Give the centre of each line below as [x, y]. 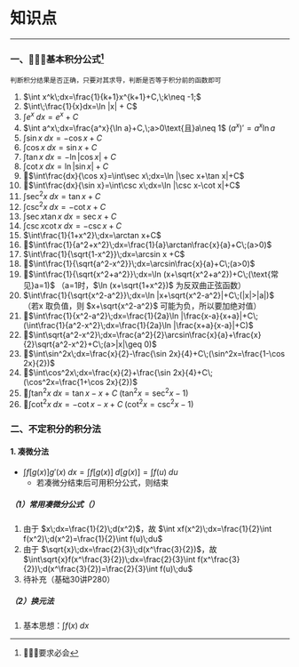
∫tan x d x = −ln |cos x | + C [69, 157]
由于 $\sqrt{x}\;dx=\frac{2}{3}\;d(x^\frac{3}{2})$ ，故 [120, 549]
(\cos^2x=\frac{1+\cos [63, 382]
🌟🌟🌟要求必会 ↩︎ [51, 652]
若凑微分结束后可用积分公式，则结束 [102, 482]
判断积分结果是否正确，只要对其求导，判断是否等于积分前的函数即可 [116, 80]
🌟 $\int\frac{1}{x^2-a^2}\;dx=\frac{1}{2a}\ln [101, 316]
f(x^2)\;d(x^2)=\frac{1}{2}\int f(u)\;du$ [93, 538]
